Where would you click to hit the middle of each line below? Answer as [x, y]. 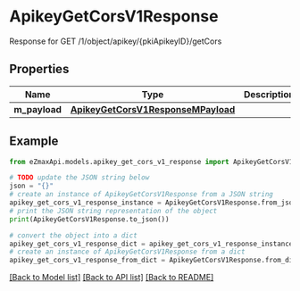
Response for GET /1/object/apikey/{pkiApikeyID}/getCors [116, 41]
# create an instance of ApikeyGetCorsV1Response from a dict [127, 252]
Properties [39, 69]
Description [269, 94]
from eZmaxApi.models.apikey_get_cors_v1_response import [119, 162]
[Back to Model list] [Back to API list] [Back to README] [112, 278]
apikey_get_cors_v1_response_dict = [77, 244]
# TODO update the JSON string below [79, 178]
